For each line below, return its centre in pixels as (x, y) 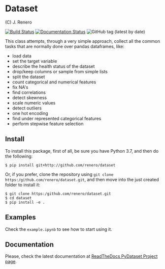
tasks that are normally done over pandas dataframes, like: (65, 46)
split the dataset (29, 77)
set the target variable (35, 61)
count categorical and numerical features (54, 82)
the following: (19, 156)
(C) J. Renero (18, 22)
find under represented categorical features (57, 118)
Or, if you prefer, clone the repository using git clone (59, 174)
